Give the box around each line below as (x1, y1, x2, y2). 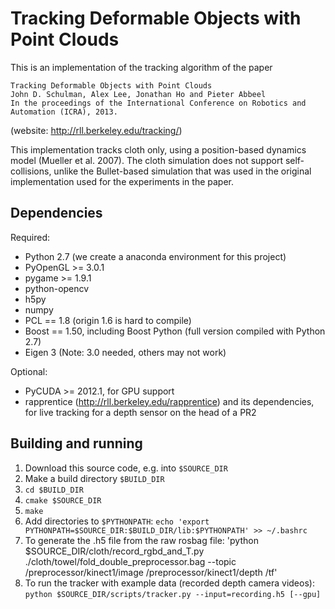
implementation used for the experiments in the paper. (10, 175, 235, 187)
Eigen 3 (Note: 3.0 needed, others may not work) (24, 346, 227, 358)
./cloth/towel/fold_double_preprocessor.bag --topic (24, 555, 237, 567)
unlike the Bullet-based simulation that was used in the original (53, 165, 312, 177)
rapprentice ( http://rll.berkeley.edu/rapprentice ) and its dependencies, (24, 395, 315, 407)
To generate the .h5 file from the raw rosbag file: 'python (24, 534, 259, 546)
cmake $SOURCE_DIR (24, 495, 102, 506)
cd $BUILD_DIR (24, 485, 84, 495)
